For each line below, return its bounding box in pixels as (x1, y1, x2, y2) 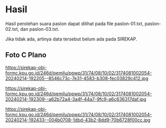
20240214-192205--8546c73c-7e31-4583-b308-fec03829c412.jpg (5, 75, 149, 81)
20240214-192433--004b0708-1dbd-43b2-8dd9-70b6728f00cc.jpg (5, 117, 151, 123)
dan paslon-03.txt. (20, 26, 59, 32)
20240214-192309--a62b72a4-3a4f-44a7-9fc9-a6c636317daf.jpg (5, 96, 147, 102)
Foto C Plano (5, 51, 47, 59)
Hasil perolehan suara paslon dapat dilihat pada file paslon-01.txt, (5, 20, 144, 27)
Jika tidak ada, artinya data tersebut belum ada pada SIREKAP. (5, 36, 137, 42)
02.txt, (5, 26, 19, 32)
